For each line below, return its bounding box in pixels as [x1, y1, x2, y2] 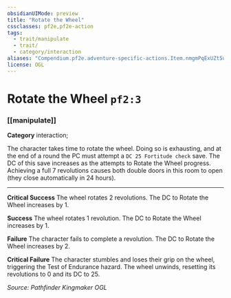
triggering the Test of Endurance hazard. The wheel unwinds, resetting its [7, 263, 216, 271]
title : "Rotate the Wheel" [7, 17, 85, 23]
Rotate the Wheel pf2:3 [7, 91, 142, 107]
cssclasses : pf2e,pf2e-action [7, 23, 94, 30]
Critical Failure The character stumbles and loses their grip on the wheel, [7, 255, 215, 264]
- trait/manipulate [13, 36, 69, 43]
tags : [7, 29, 23, 36]
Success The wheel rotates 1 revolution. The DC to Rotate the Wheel [7, 214, 201, 222]
